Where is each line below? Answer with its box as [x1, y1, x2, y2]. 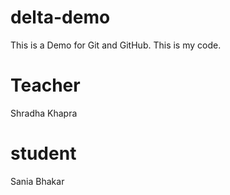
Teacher [10, 74, 81, 97]
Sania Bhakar [10, 175, 65, 187]
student [10, 142, 77, 165]
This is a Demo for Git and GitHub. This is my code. [10, 39, 222, 51]
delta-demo [10, 6, 111, 29]
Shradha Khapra [10, 107, 78, 119]
